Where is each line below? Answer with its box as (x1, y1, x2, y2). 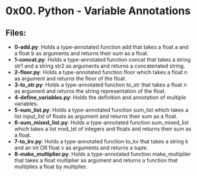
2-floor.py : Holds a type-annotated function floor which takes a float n (14, 69, 188, 75)
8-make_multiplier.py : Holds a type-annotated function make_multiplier (14, 151, 191, 158)
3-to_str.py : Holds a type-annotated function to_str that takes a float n (14, 81, 188, 88)
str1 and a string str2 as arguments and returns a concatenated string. (14, 62, 185, 69)
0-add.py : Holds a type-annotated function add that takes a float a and (14, 43, 189, 50)
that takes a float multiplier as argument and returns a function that (14, 157, 178, 164)
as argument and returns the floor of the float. (14, 75, 127, 82)
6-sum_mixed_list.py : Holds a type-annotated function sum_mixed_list (14, 119, 189, 126)
